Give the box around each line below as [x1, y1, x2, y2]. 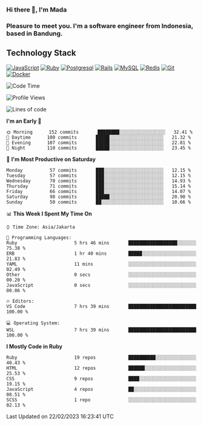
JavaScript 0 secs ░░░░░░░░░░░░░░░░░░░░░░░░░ [6, 282, 197, 288]
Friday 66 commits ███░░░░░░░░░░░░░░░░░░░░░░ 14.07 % [6, 188, 191, 194]
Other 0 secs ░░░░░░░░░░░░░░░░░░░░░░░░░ [6, 272, 197, 278]
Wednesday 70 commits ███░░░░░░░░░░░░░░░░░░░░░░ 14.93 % [6, 178, 191, 184]
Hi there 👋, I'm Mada [6, 5, 67, 14]
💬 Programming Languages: [6, 234, 72, 241]
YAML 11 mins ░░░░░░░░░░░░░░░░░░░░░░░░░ [6, 261, 197, 267]
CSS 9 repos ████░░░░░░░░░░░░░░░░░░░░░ [6, 375, 197, 382]
